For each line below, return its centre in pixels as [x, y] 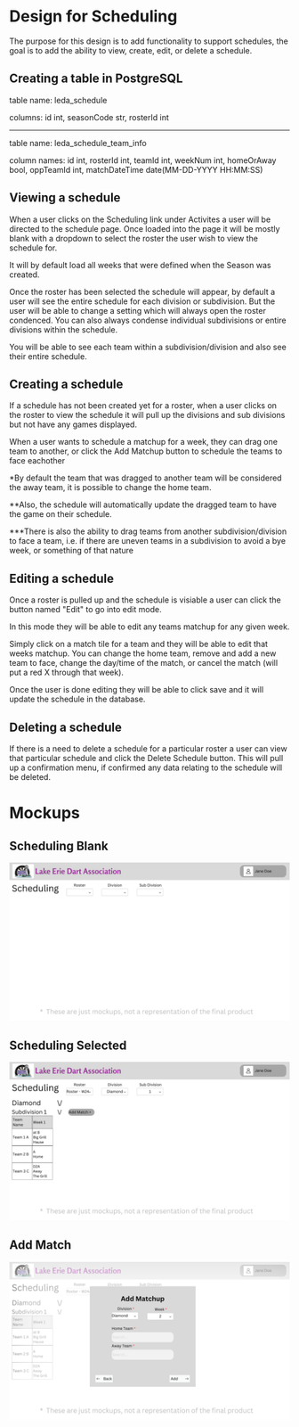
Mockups [44, 813]
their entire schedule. [48, 356]
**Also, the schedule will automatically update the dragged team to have [143, 504]
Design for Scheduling [93, 16]
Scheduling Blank [59, 845]
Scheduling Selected [68, 1045]
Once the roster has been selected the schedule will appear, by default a [142, 291]
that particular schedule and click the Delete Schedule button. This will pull [146, 758]
